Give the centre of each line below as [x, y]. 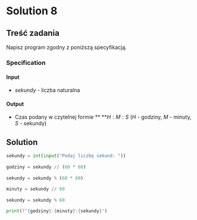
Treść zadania [33, 33]
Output [15, 104]
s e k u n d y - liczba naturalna [47, 90]
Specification [26, 63]
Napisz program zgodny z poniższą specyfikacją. [66, 47]
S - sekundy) [31, 123]
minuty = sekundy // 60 [36, 189]
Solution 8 [32, 11]
